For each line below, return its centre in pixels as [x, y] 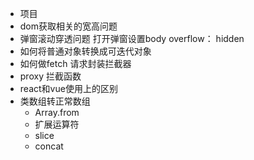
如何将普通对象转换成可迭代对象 [85, 51]
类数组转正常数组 [55, 101]
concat [49, 146]
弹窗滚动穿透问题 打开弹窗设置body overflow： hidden [132, 38]
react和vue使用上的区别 [68, 88]
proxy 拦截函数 [50, 76]
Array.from [57, 112]
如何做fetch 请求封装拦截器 [75, 63]
